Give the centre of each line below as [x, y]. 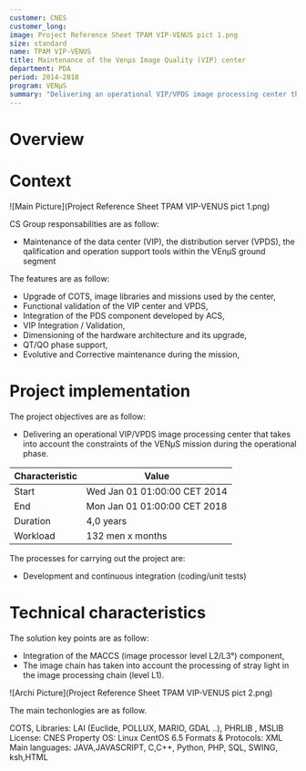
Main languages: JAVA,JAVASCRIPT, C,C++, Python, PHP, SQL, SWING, [144, 747]
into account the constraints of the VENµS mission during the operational [159, 444]
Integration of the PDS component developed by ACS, [123, 315]
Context [41, 181]
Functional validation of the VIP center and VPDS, [115, 305]
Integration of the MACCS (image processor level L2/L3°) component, [153, 655]
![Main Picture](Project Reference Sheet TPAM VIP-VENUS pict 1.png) [140, 206]
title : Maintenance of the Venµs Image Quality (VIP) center [128, 60]
